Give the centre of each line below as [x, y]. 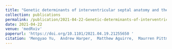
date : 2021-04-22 [24, 24]
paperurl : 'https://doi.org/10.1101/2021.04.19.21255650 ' [70, 34]
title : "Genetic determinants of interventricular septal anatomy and [82, 10]
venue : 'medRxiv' [24, 29]
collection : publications [33, 15]
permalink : [17, 19]
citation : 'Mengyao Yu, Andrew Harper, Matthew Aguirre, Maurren [80, 39]
